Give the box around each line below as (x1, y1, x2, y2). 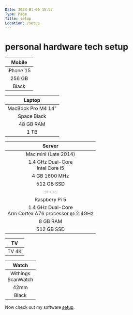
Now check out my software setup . (5, 304, 75, 310)
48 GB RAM (18, 121, 46, 127)
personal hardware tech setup (5, 42, 129, 52)
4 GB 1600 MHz (31, 173, 69, 179)
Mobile (11, 59, 28, 66)
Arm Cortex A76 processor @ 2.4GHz (7, 210, 94, 217)
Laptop (24, 97, 41, 104)
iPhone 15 (7, 67, 31, 74)
